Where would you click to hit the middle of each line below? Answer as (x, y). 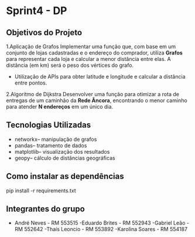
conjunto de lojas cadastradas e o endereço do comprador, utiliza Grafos (94, 53)
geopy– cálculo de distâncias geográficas (65, 158)
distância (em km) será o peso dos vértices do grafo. (70, 65)
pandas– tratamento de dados (51, 145)
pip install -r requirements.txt (41, 190)
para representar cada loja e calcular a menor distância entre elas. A (88, 59)
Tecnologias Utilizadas (49, 125)
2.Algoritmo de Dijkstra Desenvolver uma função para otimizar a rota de (93, 94)
